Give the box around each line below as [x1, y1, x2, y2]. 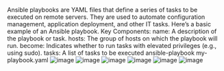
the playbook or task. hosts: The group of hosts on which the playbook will [7, 34, 218, 43]
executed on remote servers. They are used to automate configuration [7, 13, 206, 21]
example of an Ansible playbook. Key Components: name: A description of [7, 27, 217, 35]
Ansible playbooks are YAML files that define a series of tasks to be [7, 6, 198, 14]
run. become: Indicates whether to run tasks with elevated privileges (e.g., [7, 42, 217, 49]
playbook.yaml [7, 56, 49, 64]
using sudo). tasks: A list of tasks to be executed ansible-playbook [7, 49, 195, 57]
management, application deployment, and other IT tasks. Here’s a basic [7, 20, 211, 28]
